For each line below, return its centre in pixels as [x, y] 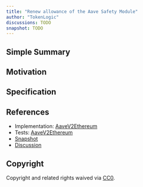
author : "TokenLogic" [33, 17]
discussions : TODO [29, 22]
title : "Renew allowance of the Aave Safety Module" [72, 12]
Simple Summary [38, 52]
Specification [31, 92]
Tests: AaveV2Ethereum [44, 133]
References [28, 112]
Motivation [26, 72]
